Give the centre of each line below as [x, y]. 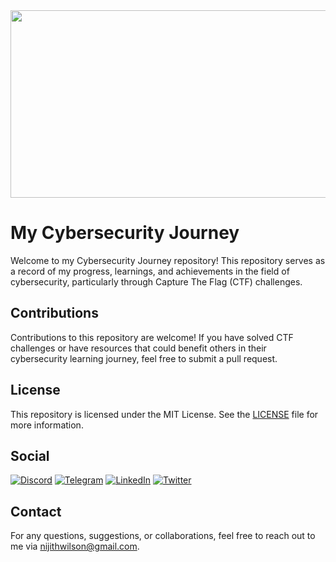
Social [30, 455]
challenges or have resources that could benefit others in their [138, 348]
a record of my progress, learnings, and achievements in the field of [150, 271]
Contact [36, 511]
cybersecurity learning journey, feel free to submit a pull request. [144, 358]
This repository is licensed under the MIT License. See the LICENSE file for [164, 414]
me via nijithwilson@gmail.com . [75, 546]
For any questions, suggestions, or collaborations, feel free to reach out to [163, 536]
